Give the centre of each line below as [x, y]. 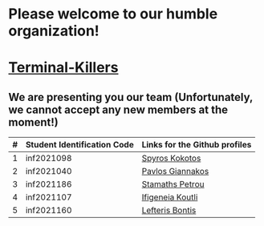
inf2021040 [49, 172]
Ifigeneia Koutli [170, 197]
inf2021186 [49, 184]
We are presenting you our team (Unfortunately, [131, 97]
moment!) [33, 122]
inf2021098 [49, 159]
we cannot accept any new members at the [118, 109]
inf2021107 [49, 197]
